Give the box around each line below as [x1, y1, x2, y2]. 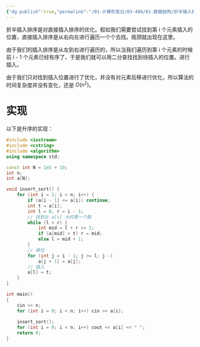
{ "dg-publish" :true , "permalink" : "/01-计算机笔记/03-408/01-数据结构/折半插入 [6, 8, 192, 15]
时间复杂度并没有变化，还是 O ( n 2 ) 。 [6, 80, 95, 88]
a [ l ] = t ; [27, 269, 52, 275]
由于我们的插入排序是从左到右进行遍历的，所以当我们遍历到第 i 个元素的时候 [6, 46, 193, 53]
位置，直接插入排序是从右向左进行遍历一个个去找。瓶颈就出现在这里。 [6, 33, 179, 41]
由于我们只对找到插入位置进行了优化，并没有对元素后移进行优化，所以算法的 [6, 73, 194, 80]
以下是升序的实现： [6, 125, 54, 132]
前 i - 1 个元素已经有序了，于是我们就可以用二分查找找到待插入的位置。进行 [6, 53, 190, 60]
